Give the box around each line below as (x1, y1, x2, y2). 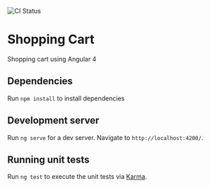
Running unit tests (7, 153, 90, 165)
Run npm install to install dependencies (7, 94, 125, 102)
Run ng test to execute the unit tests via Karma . (7, 172, 147, 181)
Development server (7, 114, 100, 127)
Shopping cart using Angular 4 (7, 54, 97, 63)
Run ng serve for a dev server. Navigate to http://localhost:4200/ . (7, 133, 204, 141)
